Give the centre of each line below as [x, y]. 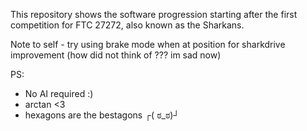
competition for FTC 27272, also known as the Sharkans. [127, 25]
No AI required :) [59, 93]
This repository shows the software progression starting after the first [154, 14]
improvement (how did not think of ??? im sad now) [116, 55]
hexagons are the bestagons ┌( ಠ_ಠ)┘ [102, 115]
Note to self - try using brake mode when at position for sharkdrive [148, 44]
